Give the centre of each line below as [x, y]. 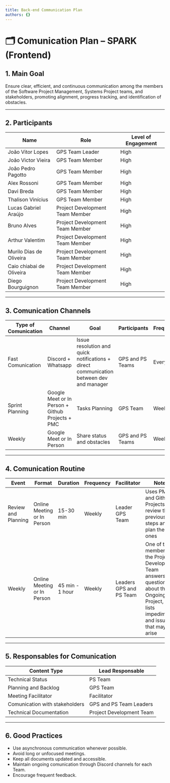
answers [155, 576]
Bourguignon [23, 287]
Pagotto [17, 175]
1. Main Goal [25, 74]
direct [83, 365]
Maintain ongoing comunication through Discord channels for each [82, 764]
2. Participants [29, 123]
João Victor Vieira [29, 160]
